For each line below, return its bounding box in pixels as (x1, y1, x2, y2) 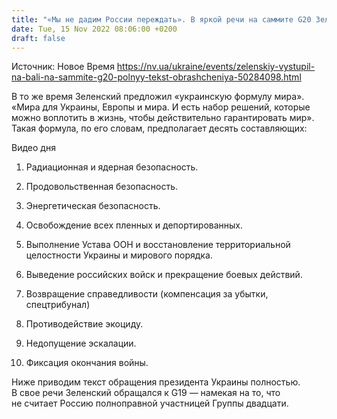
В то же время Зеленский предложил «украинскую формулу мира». (11, 91, 305, 103)
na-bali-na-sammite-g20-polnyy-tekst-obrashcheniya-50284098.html (11, 71, 302, 83)
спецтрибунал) (25, 299, 91, 311)
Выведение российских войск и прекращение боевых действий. (25, 269, 303, 281)
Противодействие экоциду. (25, 318, 144, 330)
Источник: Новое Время (11, 61, 115, 73)
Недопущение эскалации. (25, 337, 137, 350)
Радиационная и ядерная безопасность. (25, 161, 199, 173)
